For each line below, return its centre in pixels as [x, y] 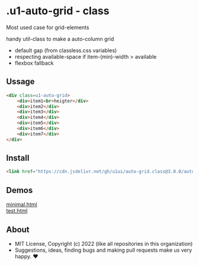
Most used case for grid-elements [48, 27]
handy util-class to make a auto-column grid [60, 39]
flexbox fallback [34, 63]
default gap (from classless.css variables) [66, 50]
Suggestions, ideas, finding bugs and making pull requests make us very [103, 250]
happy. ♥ [26, 256]
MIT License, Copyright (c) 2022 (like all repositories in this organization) [104, 243]
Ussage [20, 82]
